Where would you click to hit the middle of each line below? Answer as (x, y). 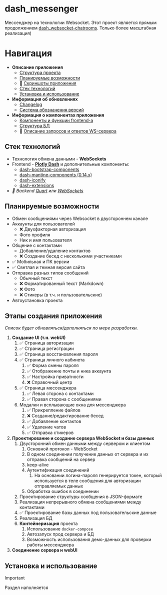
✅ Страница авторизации (46, 343)
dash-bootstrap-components (49, 169)
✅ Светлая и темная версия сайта (48, 267)
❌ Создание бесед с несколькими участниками (70, 256)
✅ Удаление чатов (46, 427)
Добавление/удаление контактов (55, 250)
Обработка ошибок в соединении (63, 491)
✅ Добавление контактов (54, 421)
